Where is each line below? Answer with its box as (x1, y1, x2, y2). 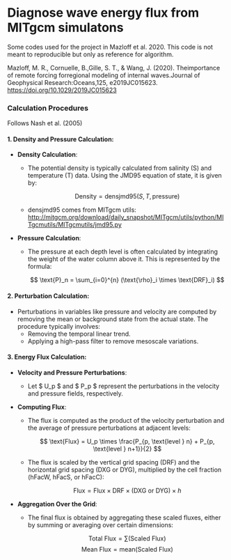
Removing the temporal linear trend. (27, 329, 131, 338)
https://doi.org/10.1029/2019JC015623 (7, 86, 117, 94)
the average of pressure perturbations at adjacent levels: (27, 423, 191, 432)
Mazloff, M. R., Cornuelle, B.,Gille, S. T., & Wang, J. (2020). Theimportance (7, 63, 221, 72)
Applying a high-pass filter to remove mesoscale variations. (27, 336, 199, 345)
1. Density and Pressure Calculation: (7, 134, 114, 143)
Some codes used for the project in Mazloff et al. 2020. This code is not (7, 42, 214, 51)
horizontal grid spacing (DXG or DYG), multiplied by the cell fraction (27, 465, 222, 474)
